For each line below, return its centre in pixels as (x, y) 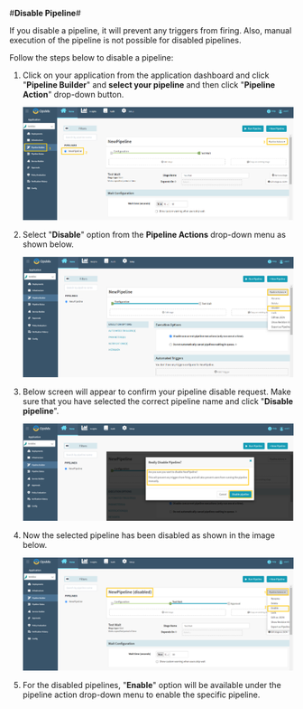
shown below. (48, 244)
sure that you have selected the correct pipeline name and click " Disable (158, 402)
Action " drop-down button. (73, 95)
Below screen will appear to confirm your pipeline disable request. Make (156, 392)
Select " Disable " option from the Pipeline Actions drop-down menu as (154, 235)
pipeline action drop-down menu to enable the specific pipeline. (141, 695)
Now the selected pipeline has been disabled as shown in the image (148, 535)
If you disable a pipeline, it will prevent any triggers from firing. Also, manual (151, 30)
